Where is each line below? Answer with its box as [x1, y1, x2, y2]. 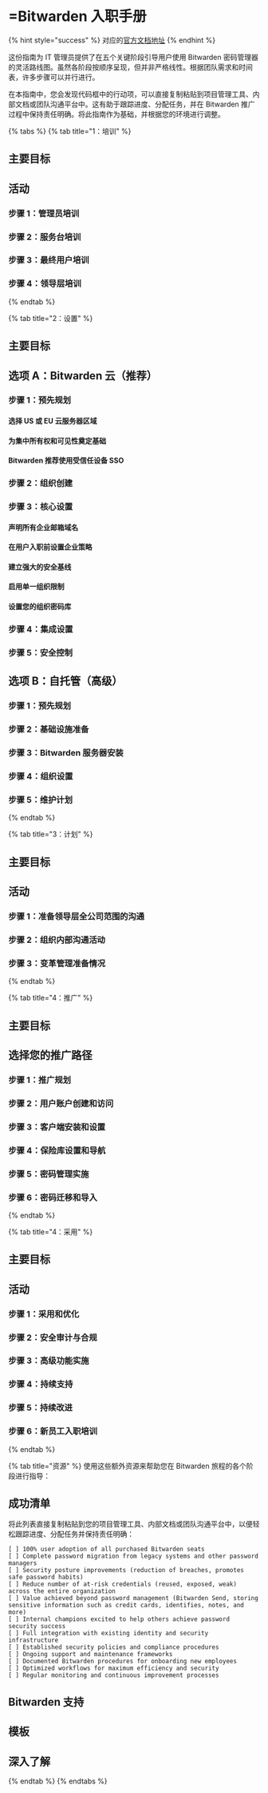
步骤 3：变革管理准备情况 [8, 957, 106, 969]
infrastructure [8, 1636, 59, 1645]
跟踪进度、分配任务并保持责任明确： [14, 1530, 134, 1539]
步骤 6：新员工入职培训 [8, 1426, 98, 1437]
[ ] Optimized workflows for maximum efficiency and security [8, 1664, 219, 1673]
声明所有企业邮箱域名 [8, 522, 78, 532]
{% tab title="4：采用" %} [8, 1226, 93, 1237]
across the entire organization [8, 1587, 116, 1595]
